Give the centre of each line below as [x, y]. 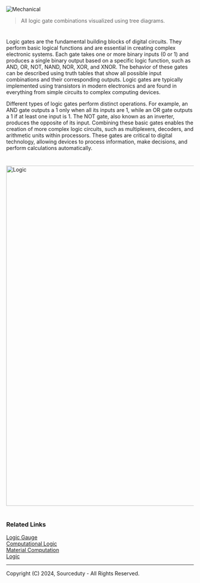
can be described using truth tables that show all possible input [84, 73]
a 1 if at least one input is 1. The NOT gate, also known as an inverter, [90, 117]
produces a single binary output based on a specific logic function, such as [99, 61]
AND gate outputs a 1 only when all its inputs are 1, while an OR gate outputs [99, 110]
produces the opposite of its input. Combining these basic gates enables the [100, 123]
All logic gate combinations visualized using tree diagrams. [93, 21]
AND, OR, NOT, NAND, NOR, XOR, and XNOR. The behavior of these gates [97, 67]
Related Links [26, 524]
